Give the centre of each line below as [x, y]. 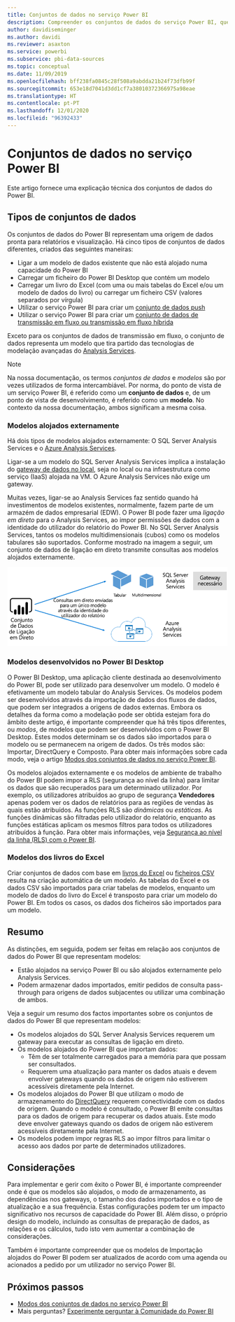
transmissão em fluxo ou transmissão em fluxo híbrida [95, 322]
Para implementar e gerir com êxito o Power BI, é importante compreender [115, 1184]
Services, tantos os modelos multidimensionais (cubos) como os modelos [114, 535]
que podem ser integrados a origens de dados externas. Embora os [105, 707]
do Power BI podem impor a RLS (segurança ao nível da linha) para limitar [113, 780]
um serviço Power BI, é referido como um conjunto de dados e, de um [109, 393]
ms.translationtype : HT [42, 96]
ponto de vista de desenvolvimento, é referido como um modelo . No [106, 400]
